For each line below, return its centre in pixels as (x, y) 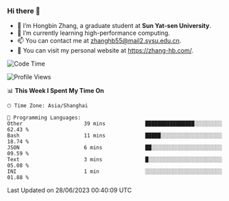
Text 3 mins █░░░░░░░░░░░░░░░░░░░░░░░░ (115, 160)
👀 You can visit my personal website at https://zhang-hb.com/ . (105, 51)
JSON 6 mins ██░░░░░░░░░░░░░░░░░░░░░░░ (115, 148)
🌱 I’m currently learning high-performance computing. (93, 33)
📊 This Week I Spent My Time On (56, 91)
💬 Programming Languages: (44, 118)
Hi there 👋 (24, 11)
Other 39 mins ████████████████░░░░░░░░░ (115, 124)
